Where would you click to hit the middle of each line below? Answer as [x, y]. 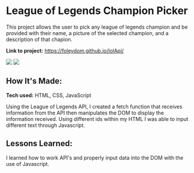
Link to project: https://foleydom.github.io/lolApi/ [65, 50]
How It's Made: [34, 81]
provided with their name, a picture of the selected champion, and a [87, 33]
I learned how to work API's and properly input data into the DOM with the [95, 158]
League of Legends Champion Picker [97, 11]
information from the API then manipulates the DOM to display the [85, 113]
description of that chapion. [39, 39]
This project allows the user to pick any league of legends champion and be [97, 27]
